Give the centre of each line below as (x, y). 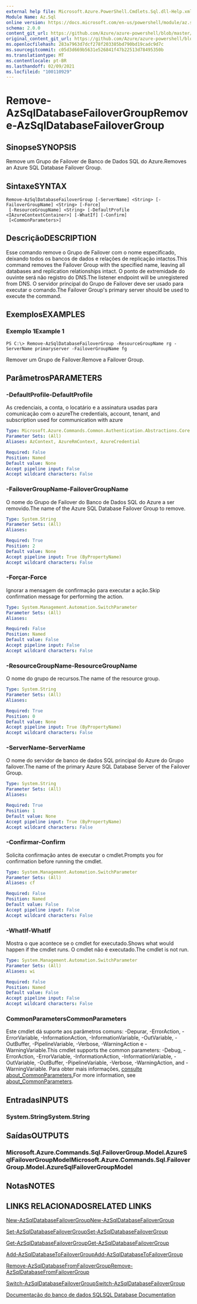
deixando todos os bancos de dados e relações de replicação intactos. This (97, 259)
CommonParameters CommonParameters (67, 1018)
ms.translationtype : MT (35, 55)
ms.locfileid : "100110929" (39, 72)
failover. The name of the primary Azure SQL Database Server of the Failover (98, 767)
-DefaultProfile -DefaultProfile (49, 394)
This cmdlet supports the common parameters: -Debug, (115, 1050)
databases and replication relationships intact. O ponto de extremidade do (96, 271)
